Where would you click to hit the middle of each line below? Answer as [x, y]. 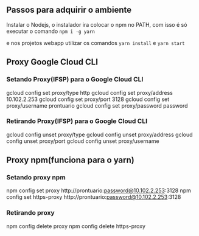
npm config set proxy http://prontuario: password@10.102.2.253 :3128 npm [99, 190]
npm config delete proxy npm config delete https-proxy [76, 226]
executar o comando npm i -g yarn [51, 31]
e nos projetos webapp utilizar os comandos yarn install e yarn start [96, 43]
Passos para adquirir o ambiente [69, 10]
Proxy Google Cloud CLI [52, 62]
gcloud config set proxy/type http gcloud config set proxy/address [90, 92]
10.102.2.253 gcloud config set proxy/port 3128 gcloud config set [88, 99]
